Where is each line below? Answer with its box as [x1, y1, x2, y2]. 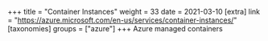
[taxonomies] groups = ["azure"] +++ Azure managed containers [7, 24, 223, 33]
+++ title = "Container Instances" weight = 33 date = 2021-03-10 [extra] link [7, 7, 261, 16]
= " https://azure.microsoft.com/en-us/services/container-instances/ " [7, 15, 237, 25]
